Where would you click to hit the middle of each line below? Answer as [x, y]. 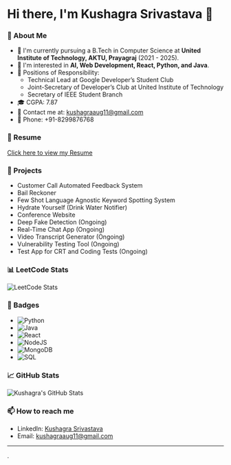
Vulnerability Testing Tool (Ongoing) [68, 244]
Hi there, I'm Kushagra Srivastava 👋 [110, 14]
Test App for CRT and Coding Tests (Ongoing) [82, 252]
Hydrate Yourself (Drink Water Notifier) [72, 208]
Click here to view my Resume [50, 152]
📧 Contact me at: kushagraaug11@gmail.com [80, 112]
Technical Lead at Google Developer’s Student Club [100, 80]
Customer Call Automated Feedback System [80, 186]
